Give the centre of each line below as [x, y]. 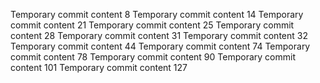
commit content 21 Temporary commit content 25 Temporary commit [152, 25]
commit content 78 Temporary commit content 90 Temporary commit [153, 57]
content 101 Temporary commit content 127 [99, 67]
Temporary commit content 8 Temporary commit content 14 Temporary [157, 14]
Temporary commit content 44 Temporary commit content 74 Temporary [160, 46]
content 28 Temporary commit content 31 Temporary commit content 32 [159, 35]
